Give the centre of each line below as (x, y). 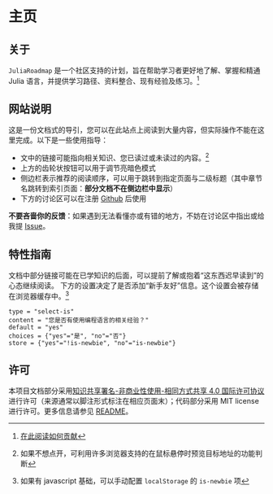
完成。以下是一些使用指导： (61, 140)
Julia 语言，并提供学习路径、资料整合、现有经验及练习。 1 (104, 80)
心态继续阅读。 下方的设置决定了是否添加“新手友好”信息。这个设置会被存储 (134, 285)
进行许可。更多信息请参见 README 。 (71, 411)
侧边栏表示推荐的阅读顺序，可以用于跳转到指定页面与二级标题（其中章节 (141, 178)
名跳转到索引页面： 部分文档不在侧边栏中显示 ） (98, 189)
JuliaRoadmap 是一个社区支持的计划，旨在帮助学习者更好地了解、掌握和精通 (134, 70)
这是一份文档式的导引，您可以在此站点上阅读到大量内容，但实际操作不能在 (133, 130)
